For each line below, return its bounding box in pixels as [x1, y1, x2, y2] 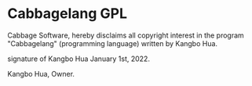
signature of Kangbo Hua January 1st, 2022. [7, 54, 151, 63]
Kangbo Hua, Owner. [7, 69, 75, 78]
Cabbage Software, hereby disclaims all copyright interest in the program [7, 30, 244, 40]
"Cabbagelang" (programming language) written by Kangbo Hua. [7, 38, 217, 48]
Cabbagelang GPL [7, 5, 127, 23]
